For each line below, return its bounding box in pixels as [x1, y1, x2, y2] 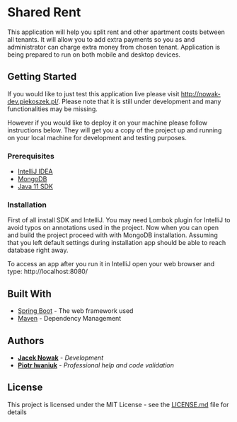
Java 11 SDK [17, 182, 53, 191]
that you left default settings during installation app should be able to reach [7, 239, 226, 247]
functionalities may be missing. [7, 104, 98, 113]
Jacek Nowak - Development [17, 353, 104, 362]
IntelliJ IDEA [17, 167, 53, 176]
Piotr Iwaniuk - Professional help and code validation [17, 360, 175, 369]
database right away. [7, 246, 69, 255]
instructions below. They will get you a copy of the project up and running [7, 125, 222, 135]
